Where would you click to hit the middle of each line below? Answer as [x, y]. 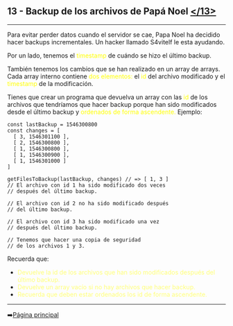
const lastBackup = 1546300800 [52, 124]
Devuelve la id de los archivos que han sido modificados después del [116, 272]
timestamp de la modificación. [50, 83]
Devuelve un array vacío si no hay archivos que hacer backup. [106, 286]
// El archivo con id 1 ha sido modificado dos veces [87, 185]
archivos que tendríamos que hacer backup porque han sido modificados [112, 104]
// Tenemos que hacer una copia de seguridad [74, 240]
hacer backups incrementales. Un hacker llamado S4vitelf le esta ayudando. [116, 42]
